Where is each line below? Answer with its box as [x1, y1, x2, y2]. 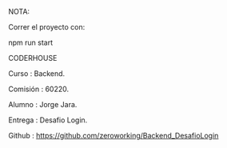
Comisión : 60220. [8, 84, 70, 94]
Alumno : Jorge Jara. [8, 100, 78, 109]
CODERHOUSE [8, 54, 58, 62]
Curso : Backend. [8, 69, 66, 78]
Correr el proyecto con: [8, 22, 86, 31]
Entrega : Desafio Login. [8, 115, 88, 125]
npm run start [8, 38, 54, 47]
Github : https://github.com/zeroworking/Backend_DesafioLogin [8, 131, 219, 140]
